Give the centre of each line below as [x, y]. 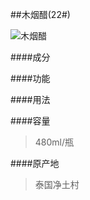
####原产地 [35, 163]
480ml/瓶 [54, 142]
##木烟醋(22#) [40, 14]
